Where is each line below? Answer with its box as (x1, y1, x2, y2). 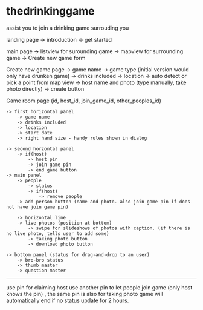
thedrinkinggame (6, 4, 95, 18)
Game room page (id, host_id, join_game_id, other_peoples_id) (6, 97, 162, 104)
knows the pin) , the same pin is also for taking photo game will (6, 290, 163, 297)
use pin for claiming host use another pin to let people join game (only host (6, 283, 193, 291)
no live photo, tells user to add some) (6, 230, 110, 237)
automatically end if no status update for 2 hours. (6, 297, 129, 304)
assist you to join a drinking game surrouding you (6, 24, 129, 31)
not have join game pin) (6, 204, 69, 210)
